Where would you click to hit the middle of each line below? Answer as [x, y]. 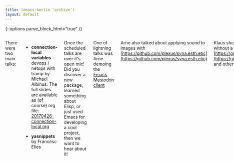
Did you [72, 69]
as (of [37, 100]
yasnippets [43, 136]
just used [74, 111]
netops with [43, 68]
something [75, 96]
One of [100, 42]
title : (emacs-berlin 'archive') [40, 10]
